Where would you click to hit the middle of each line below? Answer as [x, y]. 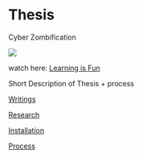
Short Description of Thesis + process [71, 83]
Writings [22, 99]
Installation [26, 130]
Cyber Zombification [42, 37]
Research [24, 114]
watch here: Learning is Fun [54, 68]
